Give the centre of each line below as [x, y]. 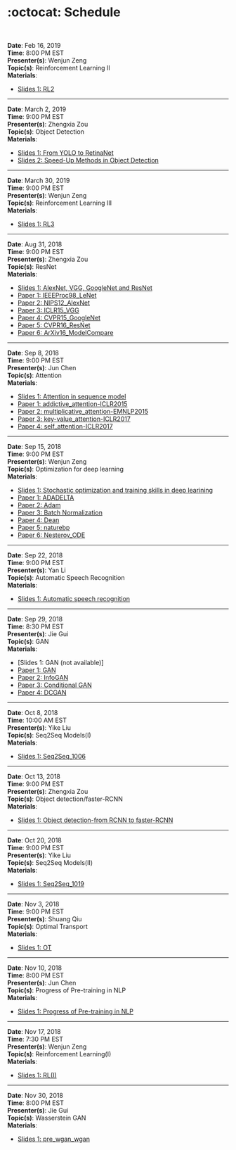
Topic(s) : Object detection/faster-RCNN [65, 799]
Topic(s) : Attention [34, 375]
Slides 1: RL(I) [37, 1075]
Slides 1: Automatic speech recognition [74, 598]
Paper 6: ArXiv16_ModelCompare [65, 332]
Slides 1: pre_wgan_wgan [53, 1139]
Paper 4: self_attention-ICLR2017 [65, 426]
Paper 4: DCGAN [42, 692]
